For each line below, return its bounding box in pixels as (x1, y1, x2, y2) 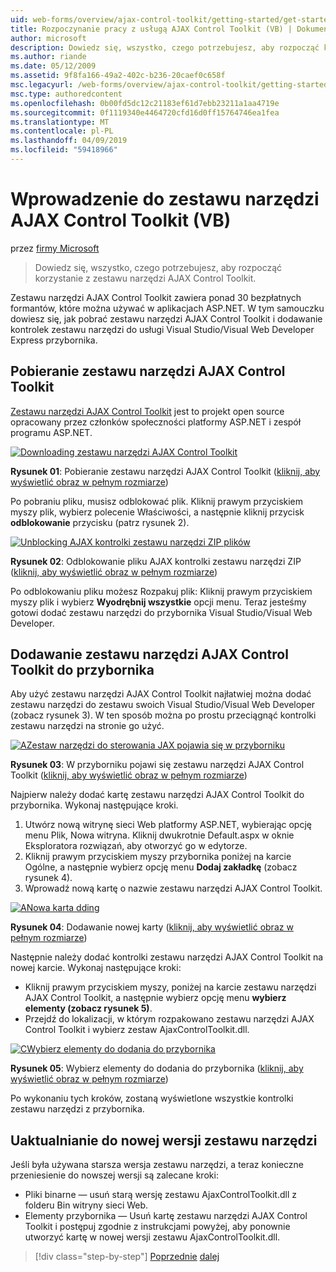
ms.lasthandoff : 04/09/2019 (10, 136, 128, 146)
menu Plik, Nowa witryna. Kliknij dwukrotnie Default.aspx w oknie (24, 829, 295, 841)
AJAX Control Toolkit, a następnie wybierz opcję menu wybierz (24, 992, 287, 1004)
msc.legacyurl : (10, 80, 74, 90)
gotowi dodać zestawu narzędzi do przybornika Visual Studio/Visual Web (10, 606, 313, 618)
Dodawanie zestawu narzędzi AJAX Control (10, 646, 289, 663)
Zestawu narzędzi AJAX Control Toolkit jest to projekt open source (10, 405, 285, 417)
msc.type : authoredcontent (10, 89, 123, 99)
